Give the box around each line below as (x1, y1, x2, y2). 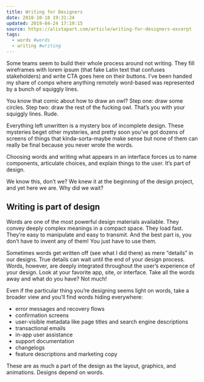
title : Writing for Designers (6, 9, 83, 15)
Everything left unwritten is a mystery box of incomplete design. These (6, 122, 184, 129)
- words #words (12, 37, 51, 43)
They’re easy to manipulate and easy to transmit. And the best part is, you (6, 231, 192, 238)
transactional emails (15, 324, 66, 332)
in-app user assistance (15, 331, 73, 338)
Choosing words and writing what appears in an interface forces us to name (6, 153, 197, 160)
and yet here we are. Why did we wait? (6, 184, 104, 192)
